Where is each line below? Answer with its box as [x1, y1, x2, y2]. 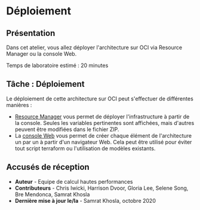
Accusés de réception [6, 162, 90, 172]
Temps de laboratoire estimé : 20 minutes [6, 62, 109, 69]
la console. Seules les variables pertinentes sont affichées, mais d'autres [14, 119, 195, 126]
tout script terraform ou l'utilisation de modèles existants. [14, 145, 156, 152]
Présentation [6, 28, 56, 38]
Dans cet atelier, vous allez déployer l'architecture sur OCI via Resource [6, 44, 183, 51]
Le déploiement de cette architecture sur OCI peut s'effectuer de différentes [6, 95, 194, 102]
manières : [6, 101, 32, 108]
